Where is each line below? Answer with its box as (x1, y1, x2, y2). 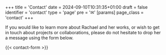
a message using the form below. (5, 35, 73, 41)
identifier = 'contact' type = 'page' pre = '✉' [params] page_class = (5, 9, 144, 15)
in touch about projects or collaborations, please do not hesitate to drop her (5, 30, 161, 35)
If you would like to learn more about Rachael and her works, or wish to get (5, 24, 160, 30)
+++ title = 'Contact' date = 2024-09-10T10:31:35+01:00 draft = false (5, 4, 148, 10)
